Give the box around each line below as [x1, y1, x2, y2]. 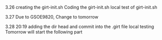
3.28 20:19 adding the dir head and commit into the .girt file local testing [5, 23, 154, 29]
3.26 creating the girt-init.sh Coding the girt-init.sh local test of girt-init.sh [5, 4, 157, 10]
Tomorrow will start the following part [5, 29, 83, 34]
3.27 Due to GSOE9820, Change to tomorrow [5, 14, 99, 19]
